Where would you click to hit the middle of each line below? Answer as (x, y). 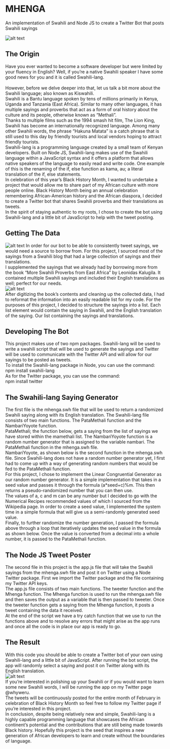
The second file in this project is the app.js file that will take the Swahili (79, 567)
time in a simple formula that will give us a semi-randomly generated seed (82, 512)
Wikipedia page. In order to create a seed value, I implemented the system (83, 507)
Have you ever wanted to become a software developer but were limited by (84, 66)
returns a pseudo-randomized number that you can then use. (69, 491)
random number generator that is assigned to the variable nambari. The (80, 442)
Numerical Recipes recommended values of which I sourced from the (78, 501)
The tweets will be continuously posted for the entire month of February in (83, 698)
